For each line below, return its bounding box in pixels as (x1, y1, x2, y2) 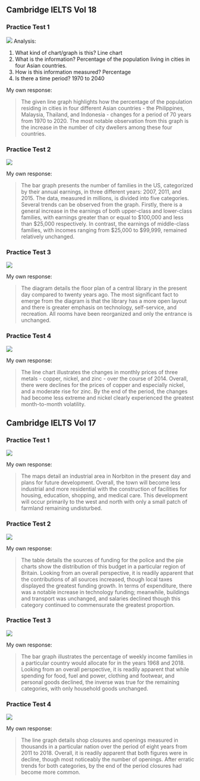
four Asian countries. (14, 61, 67, 69)
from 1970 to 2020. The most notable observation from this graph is (20, 117, 189, 124)
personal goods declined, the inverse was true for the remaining (20, 678, 180, 686)
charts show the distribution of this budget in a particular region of (20, 563, 186, 570)
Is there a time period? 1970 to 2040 (14, 75, 105, 82)
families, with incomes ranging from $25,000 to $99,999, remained (20, 226, 187, 234)
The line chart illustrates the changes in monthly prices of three (20, 368, 178, 375)
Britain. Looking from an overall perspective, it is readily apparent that (20, 569, 194, 576)
